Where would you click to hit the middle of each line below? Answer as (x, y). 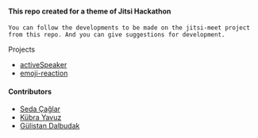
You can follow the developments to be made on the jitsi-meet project (129, 28)
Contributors (30, 91)
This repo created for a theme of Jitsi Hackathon (90, 11)
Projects (22, 50)
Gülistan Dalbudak (50, 126)
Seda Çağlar (40, 109)
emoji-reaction (44, 73)
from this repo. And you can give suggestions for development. (117, 35)
